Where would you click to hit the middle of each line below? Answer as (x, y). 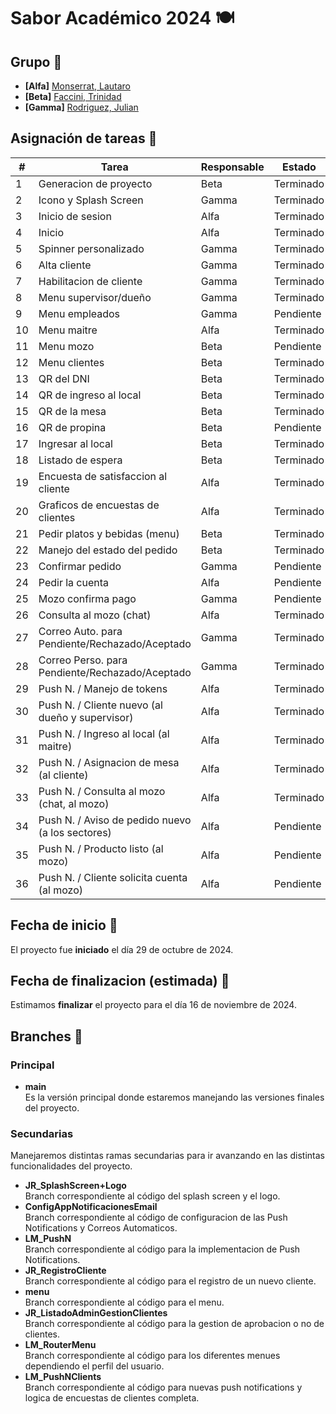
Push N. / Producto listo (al (101, 848)
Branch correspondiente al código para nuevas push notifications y (163, 1387)
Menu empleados (79, 313)
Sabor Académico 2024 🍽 (122, 18)
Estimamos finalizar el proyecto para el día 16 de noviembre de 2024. (153, 1005)
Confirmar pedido (80, 566)
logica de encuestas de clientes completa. (112, 1398)
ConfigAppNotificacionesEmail (91, 1207)
